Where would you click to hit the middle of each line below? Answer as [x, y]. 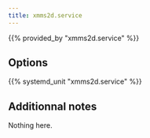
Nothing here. [30, 125]
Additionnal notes [53, 106]
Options [28, 63]
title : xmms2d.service [45, 15]
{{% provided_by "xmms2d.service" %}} [74, 38]
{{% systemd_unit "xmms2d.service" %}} [75, 82]
